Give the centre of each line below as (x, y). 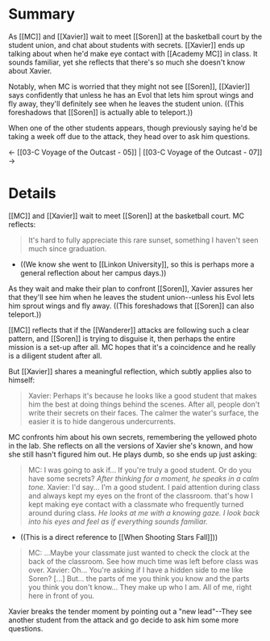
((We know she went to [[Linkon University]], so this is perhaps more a (137, 264)
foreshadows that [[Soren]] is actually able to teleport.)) (101, 112)
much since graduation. (67, 248)
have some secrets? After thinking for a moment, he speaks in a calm (143, 479)
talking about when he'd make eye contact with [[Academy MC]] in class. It (133, 53)
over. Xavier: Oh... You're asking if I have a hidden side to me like (135, 570)
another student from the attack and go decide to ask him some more (124, 620)
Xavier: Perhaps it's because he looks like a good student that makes (142, 395)
